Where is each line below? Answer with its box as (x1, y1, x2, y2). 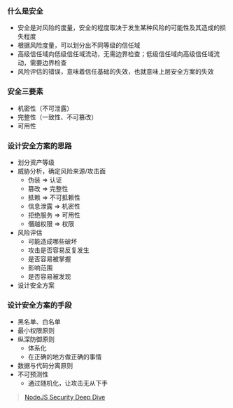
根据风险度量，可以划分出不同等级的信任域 (17, 41, 141, 50)
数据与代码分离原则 (17, 362, 73, 370)
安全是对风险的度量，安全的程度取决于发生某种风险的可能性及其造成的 (17, 23, 220, 32)
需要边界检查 (29, 58, 67, 67)
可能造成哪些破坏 (27, 237, 78, 245)
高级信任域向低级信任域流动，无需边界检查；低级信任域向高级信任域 (17, 50, 214, 58)
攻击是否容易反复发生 (27, 246, 90, 254)
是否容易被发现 (27, 272, 71, 280)
